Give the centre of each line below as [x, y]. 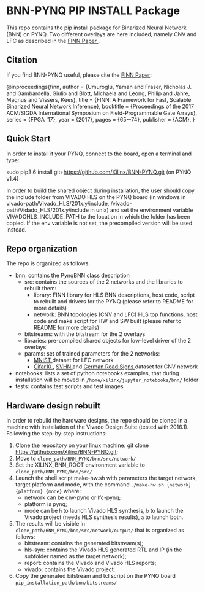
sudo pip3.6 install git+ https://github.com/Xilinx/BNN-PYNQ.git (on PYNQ [99, 172]
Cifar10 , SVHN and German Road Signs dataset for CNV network [116, 367]
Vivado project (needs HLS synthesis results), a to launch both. [104, 517]
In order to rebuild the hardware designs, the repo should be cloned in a [97, 421]
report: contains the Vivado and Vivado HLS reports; [90, 563]
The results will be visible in [50, 524]
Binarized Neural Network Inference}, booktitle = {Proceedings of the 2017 [100, 106]
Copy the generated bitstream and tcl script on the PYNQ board [95, 576]
